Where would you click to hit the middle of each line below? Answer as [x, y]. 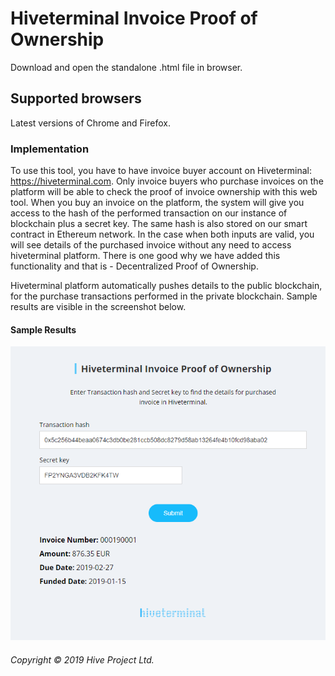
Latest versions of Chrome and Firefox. [90, 123]
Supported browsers [76, 98]
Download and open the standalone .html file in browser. [126, 67]
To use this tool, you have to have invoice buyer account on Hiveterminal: [161, 171]
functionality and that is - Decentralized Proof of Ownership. [134, 266]
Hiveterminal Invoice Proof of [134, 18]
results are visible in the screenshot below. [98, 307]
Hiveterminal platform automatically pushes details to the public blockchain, [166, 286]
